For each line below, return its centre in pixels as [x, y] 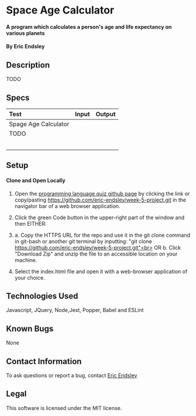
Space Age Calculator [60, 10]
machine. [26, 260]
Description [28, 65]
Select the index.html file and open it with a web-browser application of [101, 271]
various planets [26, 33]
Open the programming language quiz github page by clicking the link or [102, 193]
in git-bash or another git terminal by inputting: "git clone [83, 241]
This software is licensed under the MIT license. [64, 408]
